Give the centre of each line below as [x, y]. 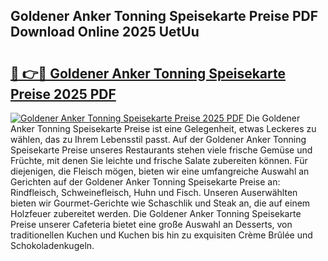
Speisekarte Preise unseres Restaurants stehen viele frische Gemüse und [161, 150]
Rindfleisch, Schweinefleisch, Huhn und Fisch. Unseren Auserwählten [154, 192]
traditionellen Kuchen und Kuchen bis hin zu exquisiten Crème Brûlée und [161, 235]
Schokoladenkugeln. [52, 245]
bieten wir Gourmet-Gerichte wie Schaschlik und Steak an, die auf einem [160, 203]
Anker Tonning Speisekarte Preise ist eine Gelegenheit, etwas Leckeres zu [163, 128]
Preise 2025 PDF [63, 94]
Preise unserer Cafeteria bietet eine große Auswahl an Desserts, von [151, 224]
